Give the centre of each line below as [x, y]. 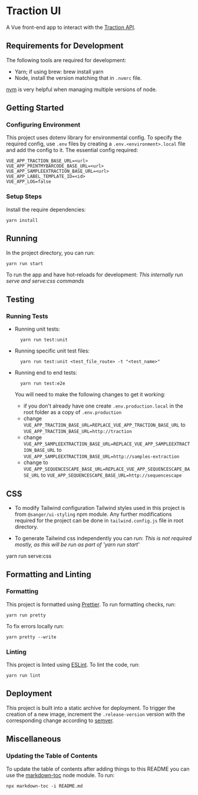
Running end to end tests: [46, 373]
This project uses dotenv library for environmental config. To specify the [94, 138]
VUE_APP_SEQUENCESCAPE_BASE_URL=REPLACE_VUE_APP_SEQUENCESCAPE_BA [107, 469]
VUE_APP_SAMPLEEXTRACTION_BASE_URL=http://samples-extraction [101, 457]
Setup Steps [24, 196]
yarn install [22, 220]
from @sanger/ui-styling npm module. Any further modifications [93, 514]
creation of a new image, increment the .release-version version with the [96, 714]
